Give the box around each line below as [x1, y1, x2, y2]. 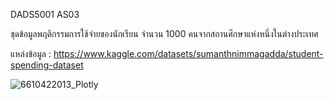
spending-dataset [10, 59, 84, 71]
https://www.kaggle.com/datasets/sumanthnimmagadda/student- [53, 48, 324, 59]
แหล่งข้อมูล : [10, 48, 52, 59]
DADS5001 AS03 [10, 9, 80, 20]
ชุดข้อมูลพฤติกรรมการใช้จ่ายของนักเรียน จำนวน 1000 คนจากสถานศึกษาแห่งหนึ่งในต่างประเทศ [10, 28, 319, 39]
